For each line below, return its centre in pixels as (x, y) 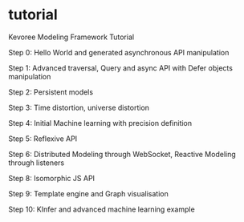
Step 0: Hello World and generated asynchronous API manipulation (119, 52)
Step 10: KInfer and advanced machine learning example (102, 209)
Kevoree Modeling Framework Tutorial (71, 37)
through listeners (37, 163)
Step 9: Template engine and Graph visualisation (88, 193)
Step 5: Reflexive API (43, 139)
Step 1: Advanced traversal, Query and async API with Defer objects (120, 68)
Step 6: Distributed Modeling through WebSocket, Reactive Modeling (122, 154)
